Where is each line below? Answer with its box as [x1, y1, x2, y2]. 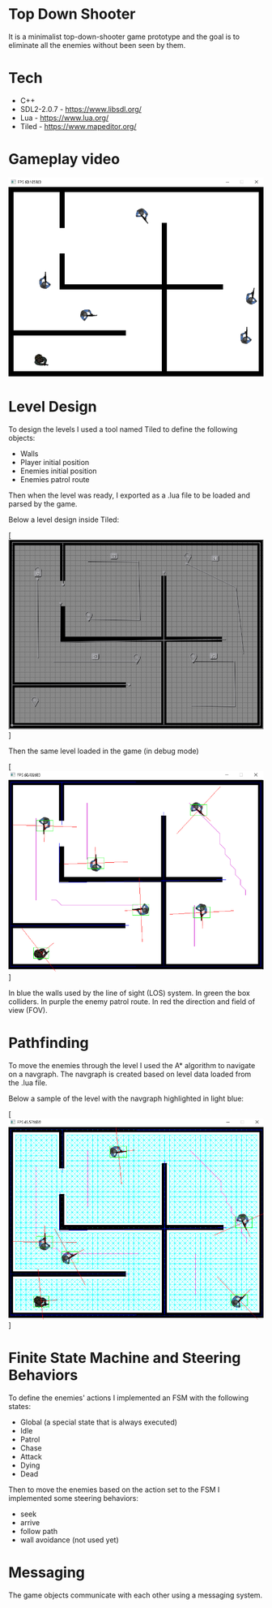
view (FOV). [8, 1006, 48, 1015]
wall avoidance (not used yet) [19, 1535, 119, 1545]
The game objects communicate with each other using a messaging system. [8, 1590, 263, 1600]
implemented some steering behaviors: [8, 1493, 139, 1502]
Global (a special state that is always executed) [19, 1417, 178, 1427]
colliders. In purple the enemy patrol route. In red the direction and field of [8, 997, 256, 1007]
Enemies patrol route [19, 474, 91, 484]
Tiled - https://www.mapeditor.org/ [19, 121, 137, 131]
